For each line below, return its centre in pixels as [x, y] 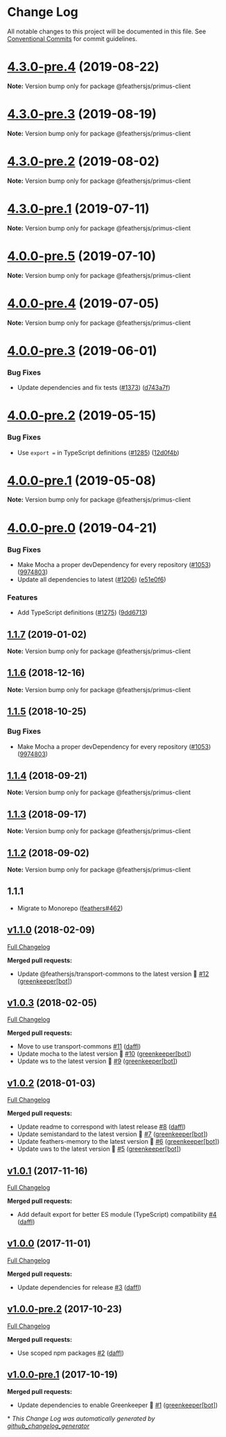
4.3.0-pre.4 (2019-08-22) [83, 67]
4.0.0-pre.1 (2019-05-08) [82, 481]
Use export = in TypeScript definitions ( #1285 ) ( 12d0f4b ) [98, 452]
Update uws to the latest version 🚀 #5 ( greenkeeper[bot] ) [99, 1149]
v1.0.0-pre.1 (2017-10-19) [62, 1375]
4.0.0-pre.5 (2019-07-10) [82, 256]
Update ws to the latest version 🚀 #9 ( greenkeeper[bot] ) [97, 1061]
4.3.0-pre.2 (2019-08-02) [84, 161]
